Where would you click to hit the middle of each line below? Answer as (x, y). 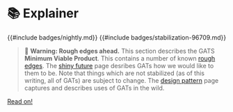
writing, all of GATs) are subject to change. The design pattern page (121, 80)
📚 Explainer (43, 14)
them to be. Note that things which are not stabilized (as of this (114, 73)
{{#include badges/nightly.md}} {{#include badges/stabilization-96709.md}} (117, 37)
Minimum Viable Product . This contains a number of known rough (120, 58)
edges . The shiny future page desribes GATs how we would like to (119, 65)
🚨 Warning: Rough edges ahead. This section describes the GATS (119, 51)
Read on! (20, 101)
